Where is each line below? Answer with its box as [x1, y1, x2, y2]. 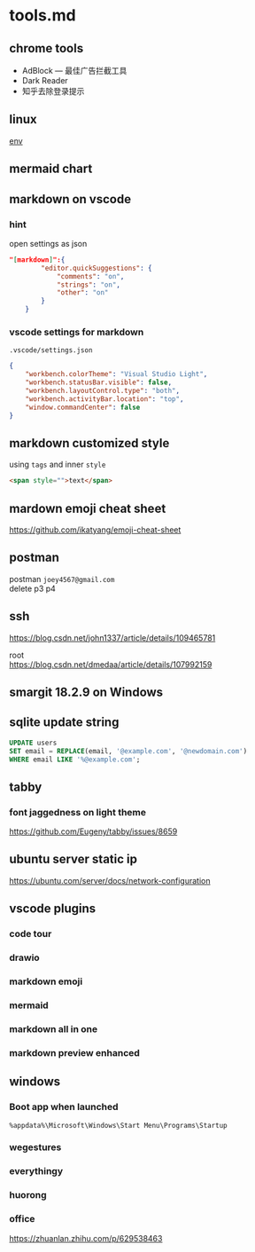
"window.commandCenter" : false [25, 403, 141, 412]
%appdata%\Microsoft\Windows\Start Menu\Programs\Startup [9, 1121, 228, 1130]
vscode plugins [9, 902, 97, 917]
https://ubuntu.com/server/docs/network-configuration [9, 875, 211, 886]
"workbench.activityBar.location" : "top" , [25, 394, 184, 404]
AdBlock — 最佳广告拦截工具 [21, 66, 127, 75]
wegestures [9, 1141, 62, 1154]
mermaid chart [9, 161, 93, 177]
